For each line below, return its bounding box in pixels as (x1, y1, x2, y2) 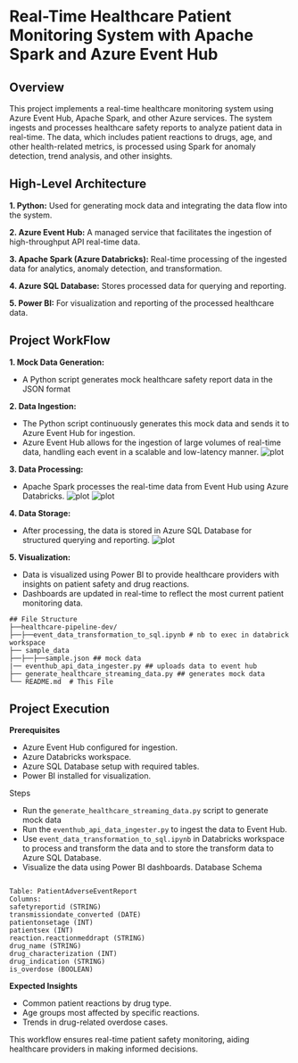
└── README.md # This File (9, 677, 114, 686)
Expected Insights (9, 981, 79, 992)
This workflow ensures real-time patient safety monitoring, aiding (9, 1034, 250, 1045)
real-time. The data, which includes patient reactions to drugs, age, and (9, 132, 273, 142)
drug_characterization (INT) (9, 950, 118, 959)
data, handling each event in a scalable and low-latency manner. (21, 446, 260, 457)
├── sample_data (9, 646, 70, 655)
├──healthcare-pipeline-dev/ (9, 622, 118, 631)
